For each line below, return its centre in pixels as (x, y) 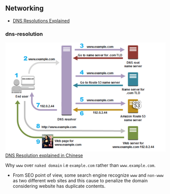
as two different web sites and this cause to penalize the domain (80, 181)
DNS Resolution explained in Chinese (44, 156)
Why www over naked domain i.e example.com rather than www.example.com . (80, 165)
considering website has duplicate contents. (59, 186)
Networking (25, 8)
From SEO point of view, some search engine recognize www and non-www (88, 175)
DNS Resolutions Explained (41, 20)
